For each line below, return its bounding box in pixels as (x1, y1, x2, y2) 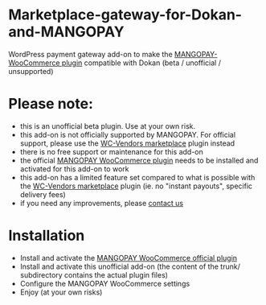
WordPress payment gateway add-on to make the (8, 49, 173, 59)
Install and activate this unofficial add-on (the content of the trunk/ (19, 262, 241, 271)
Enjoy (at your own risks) (19, 287, 103, 297)
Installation (8, 227, 85, 245)
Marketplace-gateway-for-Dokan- (8, 6, 243, 24)
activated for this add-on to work (19, 163, 129, 174)
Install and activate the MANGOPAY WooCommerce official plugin (19, 253, 238, 262)
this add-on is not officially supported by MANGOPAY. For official (19, 130, 235, 139)
